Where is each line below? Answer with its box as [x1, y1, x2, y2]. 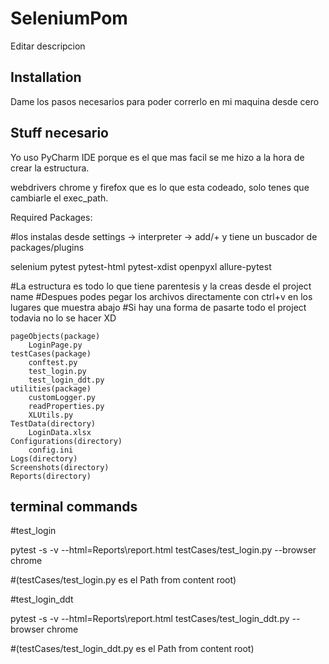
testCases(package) [10, 348, 92, 359]
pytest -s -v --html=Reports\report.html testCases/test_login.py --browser [10, 544, 317, 556]
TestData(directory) [10, 418, 97, 429]
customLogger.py [28, 392, 97, 402]
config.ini [28, 445, 74, 455]
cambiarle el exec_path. [10, 192, 109, 204]
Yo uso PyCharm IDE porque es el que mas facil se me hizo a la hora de [10, 151, 305, 163]
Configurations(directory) [10, 436, 123, 446]
